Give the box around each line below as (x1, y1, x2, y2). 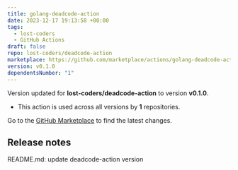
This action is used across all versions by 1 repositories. (17, 102, 181, 111)
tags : (7, 23, 23, 30)
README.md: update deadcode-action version (7, 155, 144, 164)
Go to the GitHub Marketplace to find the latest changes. (7, 116, 172, 124)
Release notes (7, 136, 72, 148)
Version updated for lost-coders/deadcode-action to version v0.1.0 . (7, 89, 209, 97)
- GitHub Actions (13, 37, 65, 44)
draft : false (7, 43, 46, 50)
